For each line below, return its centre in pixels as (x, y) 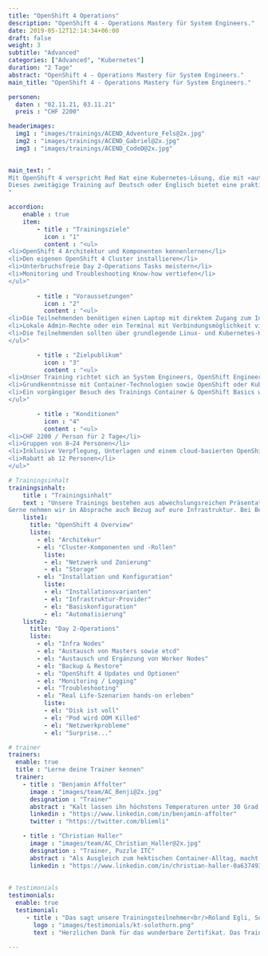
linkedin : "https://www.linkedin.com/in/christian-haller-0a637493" (147, 866)
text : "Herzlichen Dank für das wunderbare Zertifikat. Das (137, 932)
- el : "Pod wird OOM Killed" (92, 718)
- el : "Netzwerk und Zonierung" (97, 562)
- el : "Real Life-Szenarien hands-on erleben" (116, 696)
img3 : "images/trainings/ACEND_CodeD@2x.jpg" (94, 149)
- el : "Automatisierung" (85, 614)
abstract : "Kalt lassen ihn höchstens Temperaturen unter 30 (135, 807)
